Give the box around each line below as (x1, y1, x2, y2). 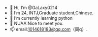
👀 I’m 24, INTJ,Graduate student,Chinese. (9, 10, 94, 16)
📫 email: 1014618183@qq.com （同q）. (9, 26, 88, 32)
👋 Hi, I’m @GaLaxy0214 (9, 5, 58, 10)
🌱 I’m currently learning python (9, 15, 73, 21)
